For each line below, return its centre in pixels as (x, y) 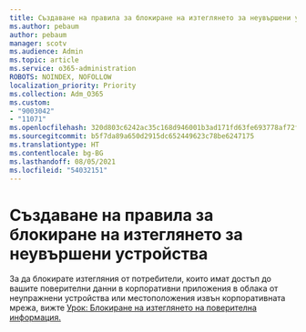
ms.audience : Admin (46, 52)
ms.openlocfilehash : (49, 128)
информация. (36, 317)
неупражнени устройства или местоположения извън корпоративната (148, 298)
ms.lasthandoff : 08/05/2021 (63, 161)
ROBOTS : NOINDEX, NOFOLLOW (61, 77)
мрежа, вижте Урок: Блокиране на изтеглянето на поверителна (133, 308)
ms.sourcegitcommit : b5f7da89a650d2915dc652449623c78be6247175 (132, 136)
